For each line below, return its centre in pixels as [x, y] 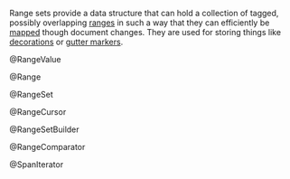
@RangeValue [35, 59]
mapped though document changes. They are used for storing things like [145, 32]
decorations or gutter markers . [66, 42]
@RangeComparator [47, 147]
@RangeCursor [38, 112]
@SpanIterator [37, 165]
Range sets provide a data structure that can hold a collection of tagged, [144, 13]
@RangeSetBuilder [44, 129]
